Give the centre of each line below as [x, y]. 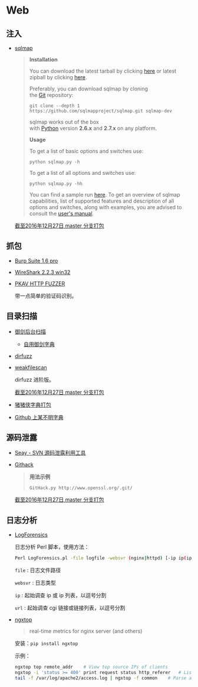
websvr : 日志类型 [35, 583]
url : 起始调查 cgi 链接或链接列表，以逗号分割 [70, 608]
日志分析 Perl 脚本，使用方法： [52, 547]
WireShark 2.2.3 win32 [42, 272]
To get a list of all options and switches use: [82, 173]
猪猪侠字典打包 [33, 405]
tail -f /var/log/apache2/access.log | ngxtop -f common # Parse [100, 678]
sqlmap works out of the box [64, 122]
